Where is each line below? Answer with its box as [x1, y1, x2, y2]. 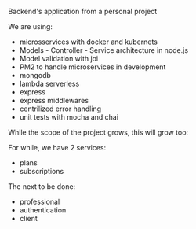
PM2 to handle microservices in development [19, 62, 166, 72]
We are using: [8, 22, 53, 31]
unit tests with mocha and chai [19, 113, 119, 121]
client [19, 214, 38, 223]
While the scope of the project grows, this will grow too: [8, 127, 189, 137]
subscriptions [19, 167, 64, 175]
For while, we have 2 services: [8, 143, 107, 152]
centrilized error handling [19, 104, 102, 113]
